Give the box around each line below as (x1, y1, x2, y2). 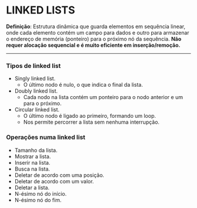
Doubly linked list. (14, 87, 58, 94)
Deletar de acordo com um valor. (14, 178, 94, 185)
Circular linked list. (14, 106, 60, 113)
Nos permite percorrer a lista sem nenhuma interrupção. (23, 118, 160, 126)
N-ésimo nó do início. (14, 190, 67, 197)
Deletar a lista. (14, 184, 50, 191)
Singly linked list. (14, 75, 56, 82)
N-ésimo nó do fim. (14, 196, 62, 203)
